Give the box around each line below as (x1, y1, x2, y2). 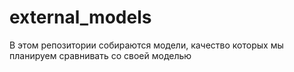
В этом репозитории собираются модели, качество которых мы (9, 39, 284, 51)
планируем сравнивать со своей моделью (9, 49, 192, 61)
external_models (9, 6, 152, 29)
